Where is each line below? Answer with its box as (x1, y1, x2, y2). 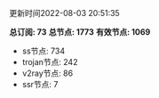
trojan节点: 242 (21, 57, 78, 67)
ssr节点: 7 (21, 79, 59, 89)
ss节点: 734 (21, 45, 65, 56)
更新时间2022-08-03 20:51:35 (9, 8, 120, 18)
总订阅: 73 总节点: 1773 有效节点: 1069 (9, 27, 151, 37)
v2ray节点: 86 (21, 68, 74, 78)
